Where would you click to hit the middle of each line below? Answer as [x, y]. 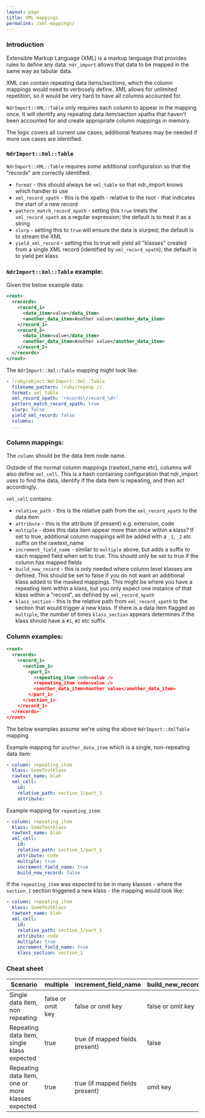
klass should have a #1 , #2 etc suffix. [61, 620]
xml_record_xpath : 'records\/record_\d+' [65, 398]
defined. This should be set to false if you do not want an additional [100, 575]
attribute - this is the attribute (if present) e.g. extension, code [95, 523]
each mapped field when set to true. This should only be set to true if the [107, 556]
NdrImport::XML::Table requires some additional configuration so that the [99, 166]
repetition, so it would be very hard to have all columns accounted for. [94, 96]
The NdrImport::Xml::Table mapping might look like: [72, 370]
